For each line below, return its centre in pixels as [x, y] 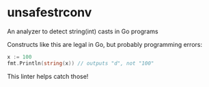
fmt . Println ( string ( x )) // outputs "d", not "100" [81, 63]
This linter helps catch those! [48, 76]
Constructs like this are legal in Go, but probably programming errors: [105, 44]
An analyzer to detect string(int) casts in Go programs [83, 31]
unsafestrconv [50, 13]
